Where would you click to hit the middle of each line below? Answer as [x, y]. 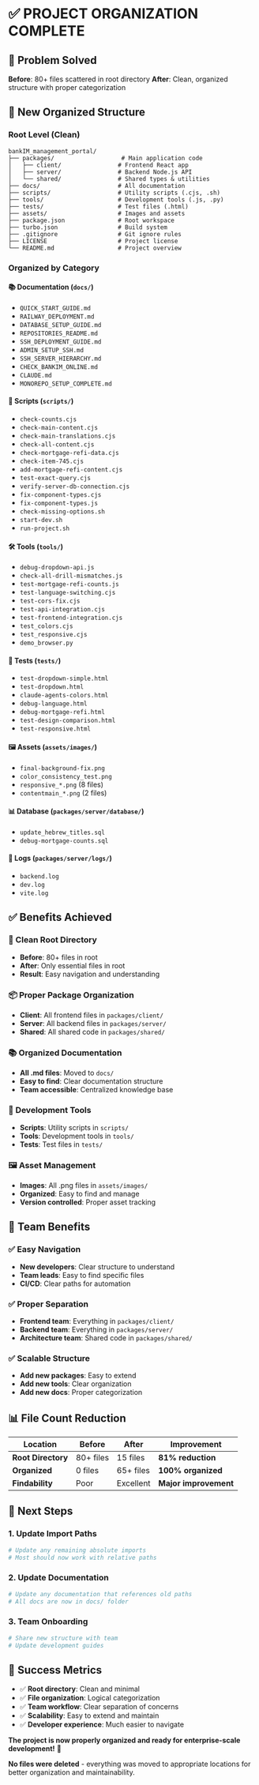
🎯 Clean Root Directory [53, 940]
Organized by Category [54, 268]
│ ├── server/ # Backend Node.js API [100, 172]
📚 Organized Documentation [65, 1053]
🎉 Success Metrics [55, 1670]
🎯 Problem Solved [53, 60]
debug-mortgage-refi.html [62, 712]
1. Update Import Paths [53, 1534]
